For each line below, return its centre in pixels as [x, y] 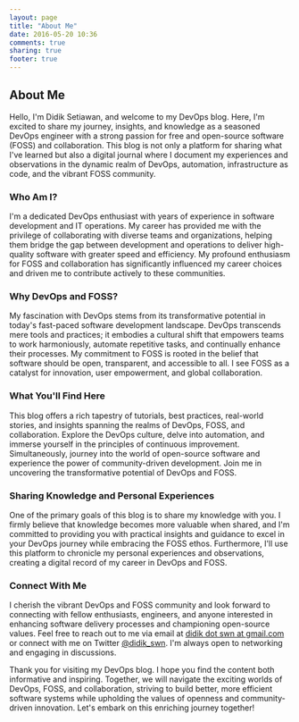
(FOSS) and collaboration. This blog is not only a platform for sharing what [146, 145]
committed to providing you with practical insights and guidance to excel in [147, 534]
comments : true [37, 42]
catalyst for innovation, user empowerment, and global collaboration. [136, 373]
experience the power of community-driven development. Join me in [135, 463]
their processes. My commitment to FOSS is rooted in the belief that [134, 354]
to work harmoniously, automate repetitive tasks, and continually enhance [145, 344]
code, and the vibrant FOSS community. [83, 173]
